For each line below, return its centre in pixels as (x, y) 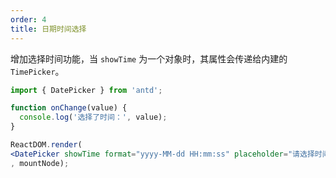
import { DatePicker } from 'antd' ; (86, 90)
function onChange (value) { (69, 108)
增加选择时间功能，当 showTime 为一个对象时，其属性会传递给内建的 (149, 58)
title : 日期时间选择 (48, 29)
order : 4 (28, 19)
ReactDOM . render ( (46, 145)
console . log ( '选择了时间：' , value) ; (93, 117)
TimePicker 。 (37, 71)
